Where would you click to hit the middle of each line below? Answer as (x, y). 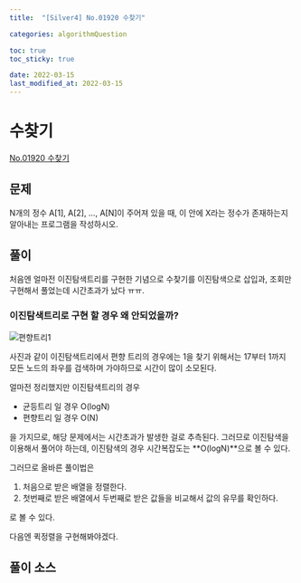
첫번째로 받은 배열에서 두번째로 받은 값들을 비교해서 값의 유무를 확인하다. (150, 498)
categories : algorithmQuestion (68, 34)
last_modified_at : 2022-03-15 (66, 84)
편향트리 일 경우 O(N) (61, 417)
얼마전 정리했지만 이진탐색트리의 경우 (75, 387)
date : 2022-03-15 (42, 75)
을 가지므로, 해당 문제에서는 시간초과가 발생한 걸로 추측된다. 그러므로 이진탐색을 (149, 436)
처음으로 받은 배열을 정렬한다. (75, 486)
